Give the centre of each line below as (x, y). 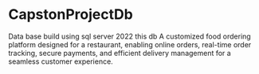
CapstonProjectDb (71, 15)
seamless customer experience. (61, 61)
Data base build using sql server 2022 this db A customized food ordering (129, 36)
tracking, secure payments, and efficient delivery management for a (120, 53)
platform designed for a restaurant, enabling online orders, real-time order (130, 44)
